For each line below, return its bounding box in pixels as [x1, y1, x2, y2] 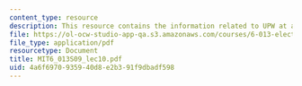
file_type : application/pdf [9, 38, 115, 47]
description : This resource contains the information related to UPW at [9, 21, 288, 30]
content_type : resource [9, 13, 99, 22]
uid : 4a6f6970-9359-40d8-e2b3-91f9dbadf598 [9, 64, 175, 73]
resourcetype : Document [9, 47, 99, 56]
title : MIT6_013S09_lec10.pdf [9, 55, 123, 64]
